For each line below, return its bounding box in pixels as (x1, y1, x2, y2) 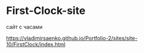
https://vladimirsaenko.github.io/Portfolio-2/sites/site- (6, 34, 138, 41)
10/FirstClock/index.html (6, 41, 66, 48)
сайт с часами (6, 23, 43, 30)
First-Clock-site (6, 4, 86, 17)
